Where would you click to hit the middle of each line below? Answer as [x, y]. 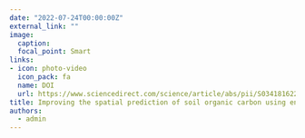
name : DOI [36, 85]
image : [22, 34]
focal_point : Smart [54, 52]
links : [22, 60]
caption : [34, 43]
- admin [32, 119]
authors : [26, 111]
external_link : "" [44, 26]
